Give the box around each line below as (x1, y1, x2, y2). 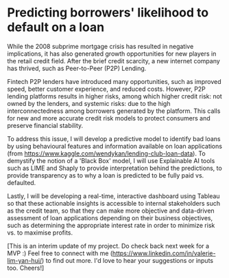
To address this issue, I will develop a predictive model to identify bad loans (7, 134, 221, 142)
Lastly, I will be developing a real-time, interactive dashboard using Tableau (7, 191, 221, 200)
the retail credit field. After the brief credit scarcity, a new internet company (7, 56, 221, 65)
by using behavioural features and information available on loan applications (7, 142, 223, 150)
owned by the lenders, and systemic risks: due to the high (7, 99, 171, 107)
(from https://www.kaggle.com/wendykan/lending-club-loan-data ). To (7, 149, 206, 158)
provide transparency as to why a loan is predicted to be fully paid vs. (7, 171, 204, 180)
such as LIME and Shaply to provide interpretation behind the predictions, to (7, 164, 223, 172)
